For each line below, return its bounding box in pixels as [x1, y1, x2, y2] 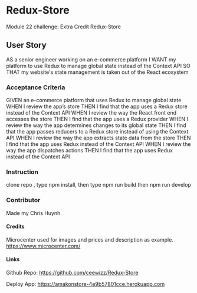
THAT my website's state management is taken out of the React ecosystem [6, 69, 189, 76]
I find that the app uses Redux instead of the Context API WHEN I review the [6, 141, 191, 148]
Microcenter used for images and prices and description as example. [6, 236, 174, 243]
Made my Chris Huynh [6, 209, 61, 216]
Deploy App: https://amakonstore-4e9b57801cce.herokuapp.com [6, 281, 165, 288]
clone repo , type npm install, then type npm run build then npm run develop [6, 181, 192, 188]
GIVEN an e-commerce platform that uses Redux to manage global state [6, 97, 182, 104]
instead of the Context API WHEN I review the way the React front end [6, 109, 177, 116]
